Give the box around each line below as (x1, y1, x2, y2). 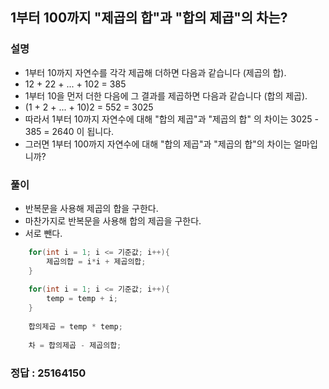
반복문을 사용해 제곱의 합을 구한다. (24, 202, 159, 214)
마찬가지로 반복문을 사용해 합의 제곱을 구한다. (24, 214, 202, 227)
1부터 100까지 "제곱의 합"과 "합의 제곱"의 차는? (10, 9, 288, 27)
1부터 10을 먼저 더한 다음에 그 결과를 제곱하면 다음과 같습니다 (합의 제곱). (24, 89, 308, 102)
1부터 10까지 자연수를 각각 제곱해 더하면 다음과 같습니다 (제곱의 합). (24, 66, 287, 78)
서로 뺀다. (24, 227, 63, 239)
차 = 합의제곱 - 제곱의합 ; (28, 340, 122, 350)
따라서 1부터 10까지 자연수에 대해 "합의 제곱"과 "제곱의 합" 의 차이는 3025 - (24, 113, 319, 125)
